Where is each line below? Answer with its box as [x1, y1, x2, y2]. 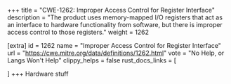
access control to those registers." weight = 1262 [7, 28, 150, 36]
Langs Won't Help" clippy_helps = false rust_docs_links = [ [7, 56, 177, 65]
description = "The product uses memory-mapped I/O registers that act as [7, 13, 223, 22]
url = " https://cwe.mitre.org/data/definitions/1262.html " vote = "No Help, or [7, 49, 225, 57]
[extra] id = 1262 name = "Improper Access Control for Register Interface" [7, 42, 221, 49]
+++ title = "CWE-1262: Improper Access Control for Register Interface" [7, 6, 216, 14]
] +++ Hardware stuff [7, 69, 69, 78]
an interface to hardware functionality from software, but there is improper [7, 21, 223, 28]
